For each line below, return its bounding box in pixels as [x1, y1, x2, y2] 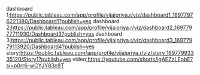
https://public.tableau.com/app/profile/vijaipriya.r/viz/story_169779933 [20, 49, 195, 56]
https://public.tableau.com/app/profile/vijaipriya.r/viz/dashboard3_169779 [11, 37, 193, 43]
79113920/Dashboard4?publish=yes [6, 43, 95, 50]
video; [72, 56, 88, 62]
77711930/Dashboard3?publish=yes [6, 30, 95, 37]
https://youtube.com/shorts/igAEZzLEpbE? [87, 56, 193, 62]
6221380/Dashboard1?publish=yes [6, 18, 92, 24]
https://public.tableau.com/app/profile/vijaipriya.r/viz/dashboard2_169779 [11, 24, 193, 31]
